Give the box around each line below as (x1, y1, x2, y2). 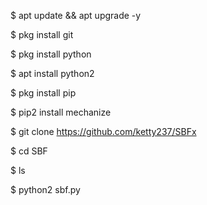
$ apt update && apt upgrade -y (10, 10, 142, 21)
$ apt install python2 (10, 68, 95, 79)
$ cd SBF (10, 145, 48, 157)
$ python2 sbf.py (10, 184, 81, 195)
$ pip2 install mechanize (10, 106, 112, 118)
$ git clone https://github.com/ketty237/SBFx (10, 126, 197, 137)
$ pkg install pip (10, 87, 77, 99)
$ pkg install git (10, 29, 74, 40)
